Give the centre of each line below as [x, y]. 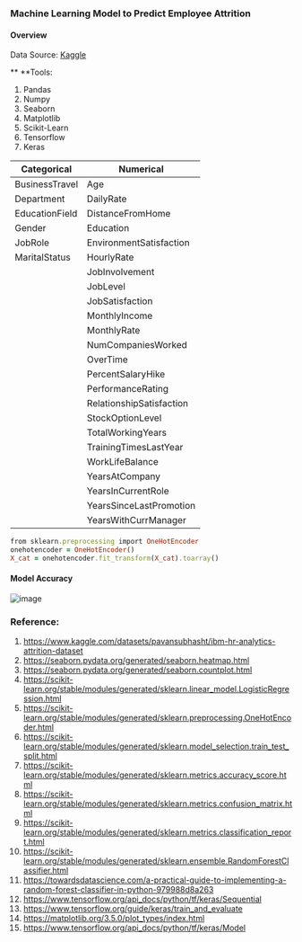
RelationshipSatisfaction [138, 404]
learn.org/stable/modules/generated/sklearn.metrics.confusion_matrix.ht [158, 804]
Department [40, 199]
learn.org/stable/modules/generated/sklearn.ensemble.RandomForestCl [156, 861]
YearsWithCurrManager [136, 520]
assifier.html [46, 871]
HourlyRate [110, 257]
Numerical [141, 169]
